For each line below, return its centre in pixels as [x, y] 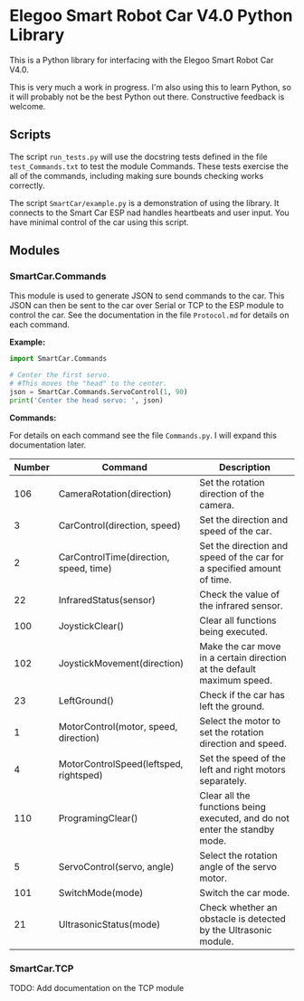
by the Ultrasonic [236, 930]
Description [245, 467]
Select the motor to [240, 721]
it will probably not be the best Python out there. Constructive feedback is [147, 97]
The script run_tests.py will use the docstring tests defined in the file [139, 156]
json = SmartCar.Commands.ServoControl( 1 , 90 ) [99, 392]
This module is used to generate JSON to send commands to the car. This [147, 296]
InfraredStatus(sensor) [107, 600]
